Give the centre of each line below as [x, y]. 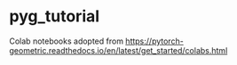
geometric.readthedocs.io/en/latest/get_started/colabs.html [118, 50]
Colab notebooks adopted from [67, 41]
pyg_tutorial [55, 16]
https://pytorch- [154, 41]
